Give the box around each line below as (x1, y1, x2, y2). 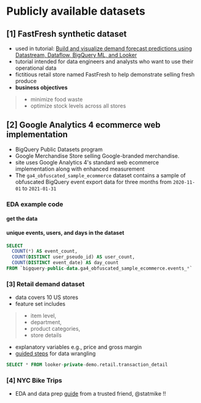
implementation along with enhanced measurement (15, 165, 145, 172)
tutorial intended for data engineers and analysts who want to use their (15, 58, 194, 65)
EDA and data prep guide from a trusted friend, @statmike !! (15, 390, 166, 397)
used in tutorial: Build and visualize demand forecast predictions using (15, 45, 192, 52)
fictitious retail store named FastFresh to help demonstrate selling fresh (15, 71, 195, 78)
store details (30, 331, 62, 339)
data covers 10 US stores (15, 294, 78, 301)
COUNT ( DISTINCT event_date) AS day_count (12, 260, 119, 266)
